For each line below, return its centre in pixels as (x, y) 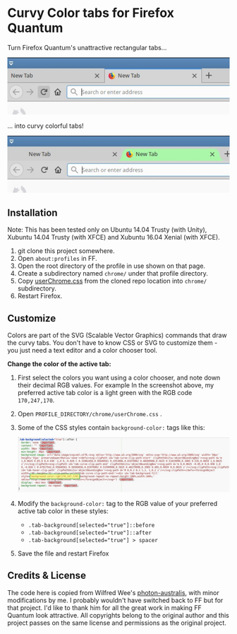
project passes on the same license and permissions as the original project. (117, 623)
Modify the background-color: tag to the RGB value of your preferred (117, 503)
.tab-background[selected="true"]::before (91, 525)
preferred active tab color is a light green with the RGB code (105, 392)
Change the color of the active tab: (59, 364)
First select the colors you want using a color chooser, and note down (119, 377)
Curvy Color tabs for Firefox (91, 13)
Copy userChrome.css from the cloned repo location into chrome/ (112, 281)
